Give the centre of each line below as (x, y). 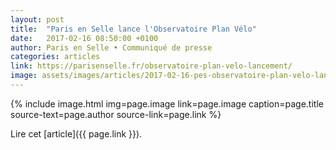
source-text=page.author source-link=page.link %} (116, 114)
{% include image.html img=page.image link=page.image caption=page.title (167, 103)
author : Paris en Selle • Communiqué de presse (111, 47)
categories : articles (55, 57)
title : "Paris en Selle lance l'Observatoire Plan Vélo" (133, 29)
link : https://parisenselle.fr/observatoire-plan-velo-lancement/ (151, 66)
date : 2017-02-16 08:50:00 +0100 (84, 38)
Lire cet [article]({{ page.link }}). (76, 133)
